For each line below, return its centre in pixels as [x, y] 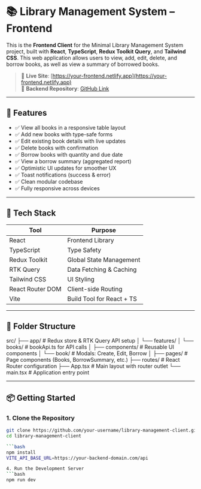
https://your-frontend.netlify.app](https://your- [110, 76]
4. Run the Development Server [45, 469]
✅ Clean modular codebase [49, 181]
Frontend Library [91, 240]
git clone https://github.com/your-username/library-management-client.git [103, 430]
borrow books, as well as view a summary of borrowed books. [83, 64]
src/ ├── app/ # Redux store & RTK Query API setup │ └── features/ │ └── [100, 341]
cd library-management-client [44, 436]
